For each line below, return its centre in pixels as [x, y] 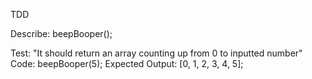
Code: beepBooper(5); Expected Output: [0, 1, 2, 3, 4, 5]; [127, 63]
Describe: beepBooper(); [61, 33]
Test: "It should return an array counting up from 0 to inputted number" [156, 53]
